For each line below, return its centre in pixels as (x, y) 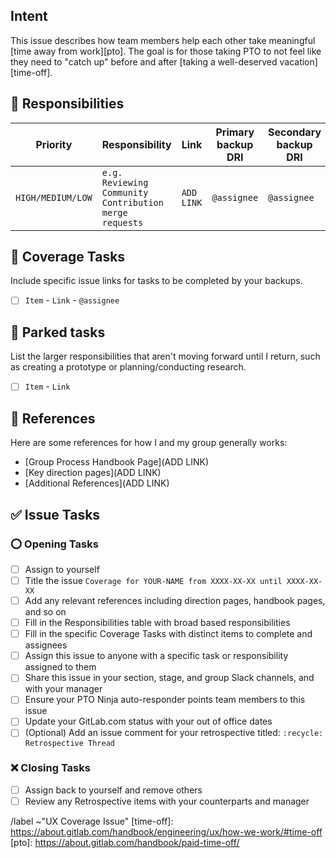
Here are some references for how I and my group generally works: (149, 443)
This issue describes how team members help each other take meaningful (163, 40)
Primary (235, 132)
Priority (54, 144)
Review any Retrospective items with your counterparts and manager (167, 801)
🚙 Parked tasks (58, 332)
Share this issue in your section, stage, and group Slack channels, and (169, 678)
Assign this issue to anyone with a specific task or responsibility (156, 656)
